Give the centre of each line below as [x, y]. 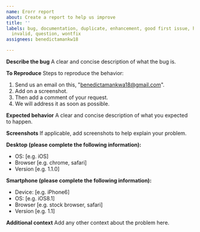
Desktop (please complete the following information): [74, 145]
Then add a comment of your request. [61, 97]
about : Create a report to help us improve [61, 17]
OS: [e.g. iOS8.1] [35, 198]
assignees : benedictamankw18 [42, 39]
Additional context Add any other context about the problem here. [88, 222]
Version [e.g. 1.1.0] [37, 169]
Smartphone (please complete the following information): [79, 180]
